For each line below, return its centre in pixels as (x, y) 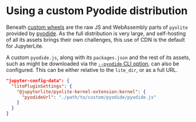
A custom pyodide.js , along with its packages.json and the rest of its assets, (98, 57)
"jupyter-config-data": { (38, 81)
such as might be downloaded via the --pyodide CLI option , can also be (93, 64)
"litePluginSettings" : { (42, 86)
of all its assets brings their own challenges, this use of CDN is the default (96, 39)
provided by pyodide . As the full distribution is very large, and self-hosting (96, 33)
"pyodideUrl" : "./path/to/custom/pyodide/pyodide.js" (89, 97)
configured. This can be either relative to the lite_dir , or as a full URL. (92, 70)
